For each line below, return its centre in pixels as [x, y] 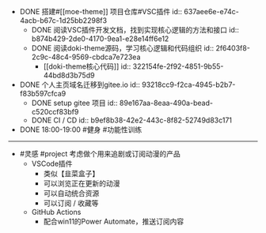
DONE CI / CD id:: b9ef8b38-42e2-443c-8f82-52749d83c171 [131, 120]
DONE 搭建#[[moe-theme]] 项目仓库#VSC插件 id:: [101, 11]
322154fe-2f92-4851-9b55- [178, 66]
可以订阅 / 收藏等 [71, 203]
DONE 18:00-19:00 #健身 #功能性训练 [81, 130]
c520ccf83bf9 [55, 112]
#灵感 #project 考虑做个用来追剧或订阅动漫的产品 [100, 154]
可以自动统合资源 [71, 193]
